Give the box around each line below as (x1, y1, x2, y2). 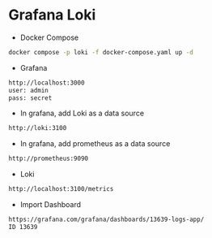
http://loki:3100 (8, 124, 67, 132)
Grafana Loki (8, 6, 96, 24)
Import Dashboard (19, 200, 82, 210)
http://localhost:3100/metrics (8, 185, 114, 193)
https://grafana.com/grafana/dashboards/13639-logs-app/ (8, 215, 205, 224)
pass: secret (8, 93, 53, 102)
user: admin (8, 86, 49, 94)
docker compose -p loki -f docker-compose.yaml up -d (8, 48, 194, 56)
